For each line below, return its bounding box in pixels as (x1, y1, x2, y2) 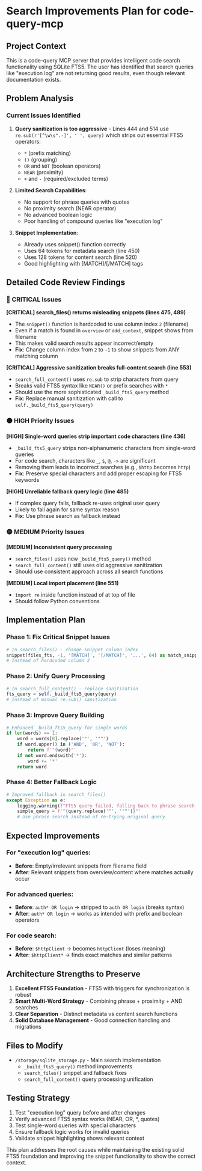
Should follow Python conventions (14, 597, 100, 604)
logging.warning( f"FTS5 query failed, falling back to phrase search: (17, 803, 198, 809)
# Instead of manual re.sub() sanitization (6, 697, 117, 703)
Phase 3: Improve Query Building (6, 711, 105, 719)
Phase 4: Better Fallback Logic (6, 778, 97, 786)
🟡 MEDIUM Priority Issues (6, 528, 85, 536)
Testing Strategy (6, 1093, 70, 1103)
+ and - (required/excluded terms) (23, 175, 108, 182)
